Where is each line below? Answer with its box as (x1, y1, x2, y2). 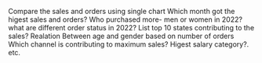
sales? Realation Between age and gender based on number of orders (8, 31, 235, 40)
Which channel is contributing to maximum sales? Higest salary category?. (8, 40, 249, 49)
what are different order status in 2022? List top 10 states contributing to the (8, 23, 255, 32)
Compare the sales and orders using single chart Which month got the (8, 7, 235, 16)
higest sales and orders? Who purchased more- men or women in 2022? (8, 15, 243, 24)
